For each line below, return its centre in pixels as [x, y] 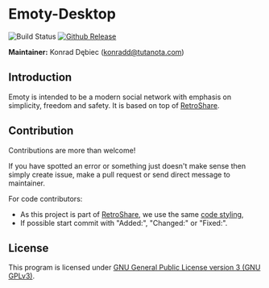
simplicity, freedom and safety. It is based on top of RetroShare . [114, 105]
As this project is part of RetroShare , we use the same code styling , [132, 214]
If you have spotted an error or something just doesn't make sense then [127, 165]
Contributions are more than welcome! [72, 150]
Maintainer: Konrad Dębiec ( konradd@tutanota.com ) [96, 52]
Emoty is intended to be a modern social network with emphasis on [120, 97]
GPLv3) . [22, 276]
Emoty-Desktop [62, 14]
